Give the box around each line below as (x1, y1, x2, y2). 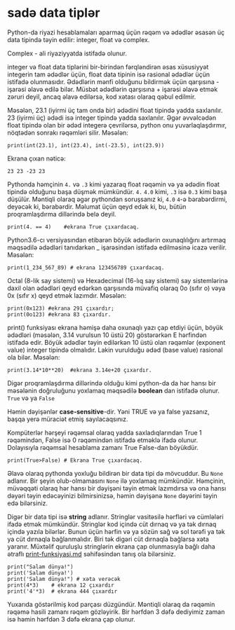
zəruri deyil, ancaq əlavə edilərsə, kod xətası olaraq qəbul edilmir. (7, 93, 196, 101)
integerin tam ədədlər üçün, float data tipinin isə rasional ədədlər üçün (7, 70, 210, 78)
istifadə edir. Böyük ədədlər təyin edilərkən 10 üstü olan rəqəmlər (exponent (7, 338, 226, 346)
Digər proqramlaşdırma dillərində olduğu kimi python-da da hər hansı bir (7, 378, 216, 387)
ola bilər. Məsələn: (7, 352, 60, 362)
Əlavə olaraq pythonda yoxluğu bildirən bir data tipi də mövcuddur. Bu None (7, 469, 223, 477)
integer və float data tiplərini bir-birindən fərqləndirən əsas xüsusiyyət (7, 62, 209, 71)
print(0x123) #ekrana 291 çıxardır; (7, 305, 114, 312)
